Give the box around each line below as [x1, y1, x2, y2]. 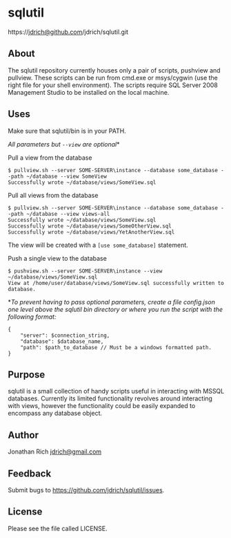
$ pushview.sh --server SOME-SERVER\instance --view [8, 268, 163, 275]
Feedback [8, 467, 52, 479]
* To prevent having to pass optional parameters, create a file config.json [8, 297, 216, 306]
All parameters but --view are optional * [8, 140, 120, 148]
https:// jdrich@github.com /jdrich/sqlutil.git [8, 28, 129, 36]
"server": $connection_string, [20, 332, 110, 339]
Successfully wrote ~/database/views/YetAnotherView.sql [8, 228, 175, 236]
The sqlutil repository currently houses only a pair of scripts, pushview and [8, 66, 221, 74]
